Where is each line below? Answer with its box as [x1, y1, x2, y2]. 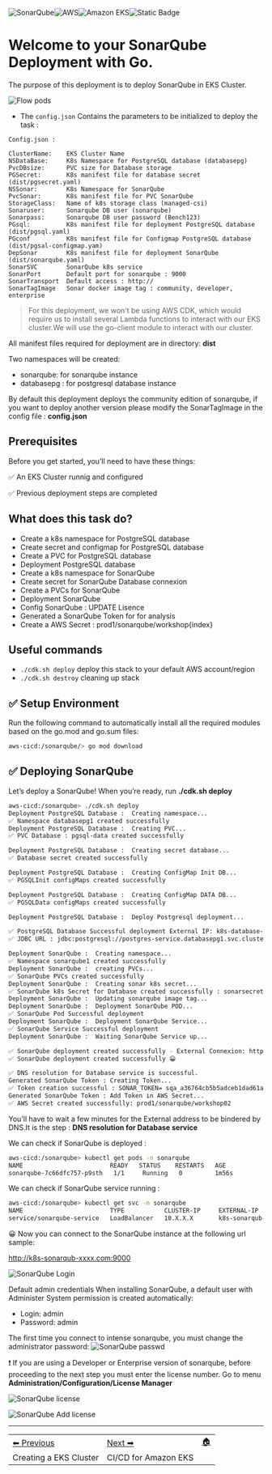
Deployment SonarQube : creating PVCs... [8, 964, 154, 973]
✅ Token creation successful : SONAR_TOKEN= [8, 1085, 163, 1093]
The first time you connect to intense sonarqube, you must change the [8, 1333, 244, 1343]
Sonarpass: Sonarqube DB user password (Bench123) [8, 213, 201, 222]
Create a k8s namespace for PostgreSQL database [19, 533, 190, 543]
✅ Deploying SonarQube [8, 765, 134, 779]
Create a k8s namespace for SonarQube [19, 567, 155, 578]
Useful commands [8, 643, 103, 656]
